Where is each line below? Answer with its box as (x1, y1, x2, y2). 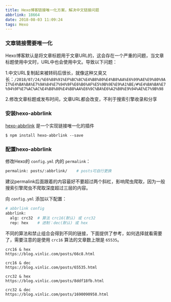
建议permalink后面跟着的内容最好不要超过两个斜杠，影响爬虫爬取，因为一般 (5, 178, 165, 185)
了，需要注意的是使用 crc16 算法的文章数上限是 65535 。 (5, 236, 122, 243)
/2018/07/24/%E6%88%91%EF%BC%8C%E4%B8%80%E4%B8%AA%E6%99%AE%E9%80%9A (14, 77, 166, 82)
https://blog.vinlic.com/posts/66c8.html (5, 251, 95, 256)
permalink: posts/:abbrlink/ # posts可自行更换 (5, 169, 112, 174)
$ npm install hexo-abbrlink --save (5, 133, 83, 138)
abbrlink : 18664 (5, 12, 40, 17)
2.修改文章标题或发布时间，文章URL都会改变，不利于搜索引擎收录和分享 (5, 96, 157, 102)
